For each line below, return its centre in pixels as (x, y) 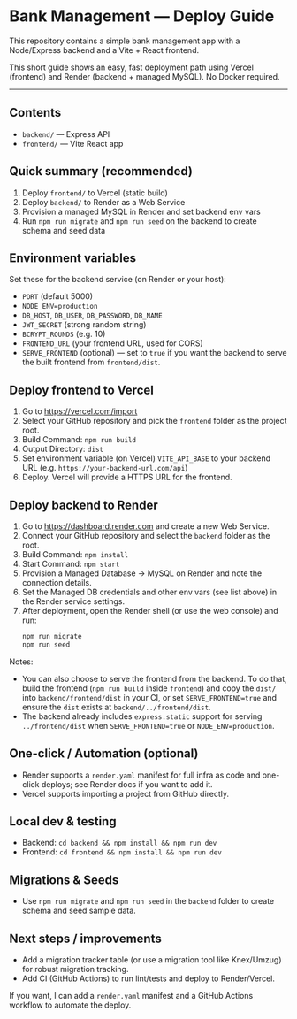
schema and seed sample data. (79, 911)
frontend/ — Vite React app (72, 143)
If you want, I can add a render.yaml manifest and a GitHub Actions (131, 996)
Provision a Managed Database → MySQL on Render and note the (142, 573)
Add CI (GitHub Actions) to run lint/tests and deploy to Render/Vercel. (148, 978)
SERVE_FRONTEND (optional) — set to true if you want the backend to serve (154, 353)
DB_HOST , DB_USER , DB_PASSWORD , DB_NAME (92, 315)
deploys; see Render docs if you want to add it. (127, 784)
